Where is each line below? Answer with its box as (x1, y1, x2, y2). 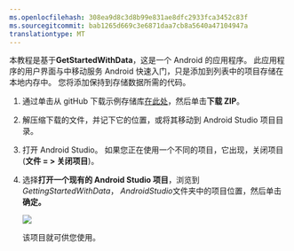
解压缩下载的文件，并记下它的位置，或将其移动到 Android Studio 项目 (21, 114, 276, 125)
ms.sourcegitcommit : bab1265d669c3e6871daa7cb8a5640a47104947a (9, 21, 249, 30)
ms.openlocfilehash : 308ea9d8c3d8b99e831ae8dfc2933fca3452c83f (9, 12, 249, 22)
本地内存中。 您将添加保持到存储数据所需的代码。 (9, 77, 191, 88)
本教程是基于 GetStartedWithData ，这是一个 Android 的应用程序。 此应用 (9, 55, 278, 66)
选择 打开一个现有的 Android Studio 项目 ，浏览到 (21, 175, 200, 185)
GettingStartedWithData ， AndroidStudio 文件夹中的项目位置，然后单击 (21, 185, 282, 196)
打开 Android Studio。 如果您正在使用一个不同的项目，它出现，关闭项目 (21, 145, 284, 155)
